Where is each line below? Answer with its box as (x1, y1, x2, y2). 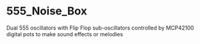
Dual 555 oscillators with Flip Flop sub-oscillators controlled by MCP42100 (6, 24, 194, 31)
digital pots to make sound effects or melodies (6, 30, 124, 37)
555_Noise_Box (6, 4, 87, 18)
